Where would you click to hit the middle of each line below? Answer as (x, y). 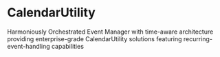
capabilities (68, 46)
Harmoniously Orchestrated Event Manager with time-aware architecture (110, 32)
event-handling (29, 46)
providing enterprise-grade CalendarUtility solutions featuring (95, 38)
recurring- (198, 38)
